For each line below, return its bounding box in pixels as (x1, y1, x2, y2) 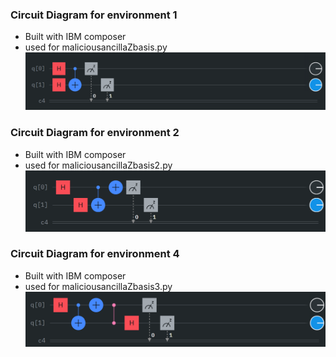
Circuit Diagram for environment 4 (10, 247, 180, 261)
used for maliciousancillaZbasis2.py (24, 159, 173, 171)
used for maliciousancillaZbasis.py (24, 41, 168, 53)
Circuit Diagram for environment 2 (10, 126, 180, 140)
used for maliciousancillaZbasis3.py (24, 280, 173, 292)
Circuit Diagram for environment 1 (10, 8, 178, 22)
